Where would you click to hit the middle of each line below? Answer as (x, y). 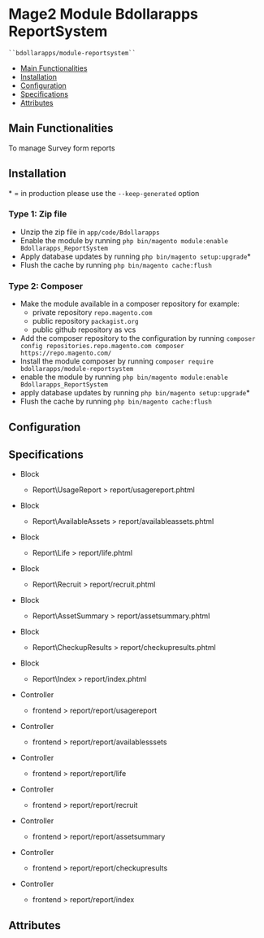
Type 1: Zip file (38, 214)
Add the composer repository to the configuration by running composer (138, 338)
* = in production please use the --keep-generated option (104, 193)
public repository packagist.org (85, 321)
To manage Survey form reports (62, 148)
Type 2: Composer (46, 286)
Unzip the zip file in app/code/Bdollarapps (90, 232)
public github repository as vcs (84, 329)
